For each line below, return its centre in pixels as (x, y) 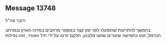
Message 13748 (31, 8)
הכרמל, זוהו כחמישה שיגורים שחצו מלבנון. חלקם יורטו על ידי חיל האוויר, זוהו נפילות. (84, 35)
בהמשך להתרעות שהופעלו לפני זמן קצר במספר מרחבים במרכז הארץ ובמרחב (78, 30)
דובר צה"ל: (16, 20)
